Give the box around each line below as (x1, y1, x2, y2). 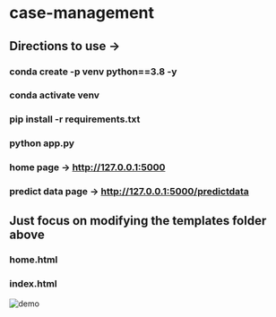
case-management (9, 3, 155, 23)
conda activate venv (9, 89, 100, 101)
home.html (9, 253, 58, 266)
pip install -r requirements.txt (9, 113, 141, 125)
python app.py (9, 137, 74, 150)
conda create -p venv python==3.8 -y (9, 65, 177, 78)
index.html (9, 278, 57, 290)
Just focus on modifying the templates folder (9, 213, 267, 228)
